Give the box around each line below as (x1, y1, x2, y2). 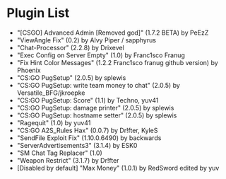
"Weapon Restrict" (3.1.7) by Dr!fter (16, 156, 119, 164)
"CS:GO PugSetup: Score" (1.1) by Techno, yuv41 (16, 96, 159, 104)
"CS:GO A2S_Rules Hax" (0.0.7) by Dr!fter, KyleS (16, 126, 158, 134)
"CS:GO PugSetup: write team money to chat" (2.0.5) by (16, 81, 181, 89)
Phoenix (16, 66, 41, 74)
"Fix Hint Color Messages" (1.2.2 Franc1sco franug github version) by (16, 58, 218, 67)
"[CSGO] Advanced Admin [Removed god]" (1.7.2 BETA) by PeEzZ (16, 28, 209, 37)
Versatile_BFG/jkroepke (16, 88, 85, 97)
